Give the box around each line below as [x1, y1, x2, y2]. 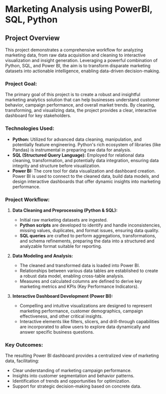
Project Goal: [5, 80, 37, 87]
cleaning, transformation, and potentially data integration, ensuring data [12, 157, 159, 163]
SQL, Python [5, 14, 58, 25]
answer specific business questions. [19, 329, 94, 335]
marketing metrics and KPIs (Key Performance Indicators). [19, 283, 139, 289]
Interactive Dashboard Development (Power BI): [12, 293, 113, 299]
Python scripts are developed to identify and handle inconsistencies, [19, 222, 161, 228]
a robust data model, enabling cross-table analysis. [19, 273, 125, 279]
